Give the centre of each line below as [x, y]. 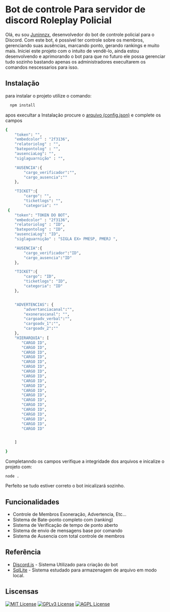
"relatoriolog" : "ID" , [40, 225]
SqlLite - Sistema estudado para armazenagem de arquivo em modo [85, 570]
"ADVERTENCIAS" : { [34, 304]
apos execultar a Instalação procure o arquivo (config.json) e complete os [83, 115]
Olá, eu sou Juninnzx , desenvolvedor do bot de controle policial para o [80, 34]
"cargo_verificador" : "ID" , [52, 253]
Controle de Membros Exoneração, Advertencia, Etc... [69, 514]
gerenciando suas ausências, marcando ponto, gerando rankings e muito [82, 45]
